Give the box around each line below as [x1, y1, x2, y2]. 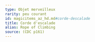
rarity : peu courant [5, 12, 47, 16]
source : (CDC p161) [5, 29, 45, 34]
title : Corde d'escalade [5, 20, 56, 26]
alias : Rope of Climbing [5, 25, 56, 30]
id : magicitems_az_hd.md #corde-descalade [5, 16, 91, 21]
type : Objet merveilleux [5, 7, 56, 12]
